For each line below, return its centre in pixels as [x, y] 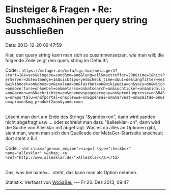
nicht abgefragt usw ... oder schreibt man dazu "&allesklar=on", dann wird [83, 122]
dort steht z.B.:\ [21, 138]
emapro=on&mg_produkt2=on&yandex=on [44, 102]
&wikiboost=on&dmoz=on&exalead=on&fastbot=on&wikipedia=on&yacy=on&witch [85, 84]
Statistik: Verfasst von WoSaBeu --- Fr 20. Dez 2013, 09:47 [67, 182]
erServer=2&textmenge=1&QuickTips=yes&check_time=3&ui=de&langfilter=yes [85, 79]
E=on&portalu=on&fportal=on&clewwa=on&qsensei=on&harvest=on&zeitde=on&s [85, 97]
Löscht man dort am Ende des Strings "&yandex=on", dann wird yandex [80, 117]
